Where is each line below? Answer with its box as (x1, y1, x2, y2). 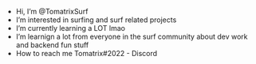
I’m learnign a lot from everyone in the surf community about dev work (15, 32, 249, 41)
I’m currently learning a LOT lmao (15, 24, 126, 32)
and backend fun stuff (15, 40, 89, 50)
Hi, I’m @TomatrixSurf (15, 7, 89, 16)
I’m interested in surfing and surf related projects (15, 15, 177, 24)
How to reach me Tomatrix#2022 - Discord (15, 49, 158, 58)
